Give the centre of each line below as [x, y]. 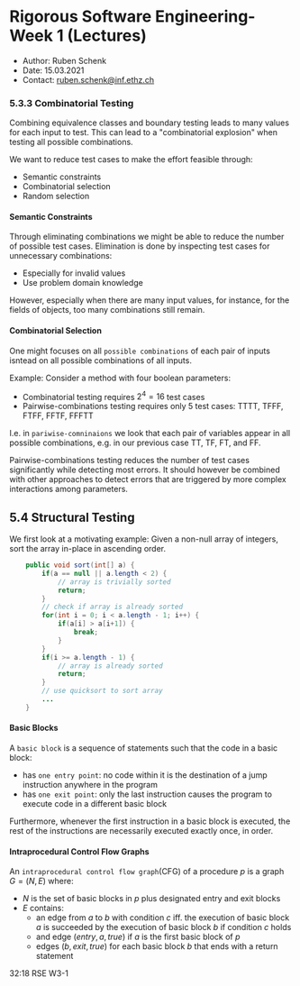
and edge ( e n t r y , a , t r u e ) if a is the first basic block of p [138, 937]
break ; [86, 633]
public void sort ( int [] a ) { [80, 565]
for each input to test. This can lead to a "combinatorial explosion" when [143, 132]
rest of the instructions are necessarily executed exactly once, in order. [141, 831]
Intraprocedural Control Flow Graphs [80, 851]
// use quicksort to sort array [103, 691]
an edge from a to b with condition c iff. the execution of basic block [163, 918]
